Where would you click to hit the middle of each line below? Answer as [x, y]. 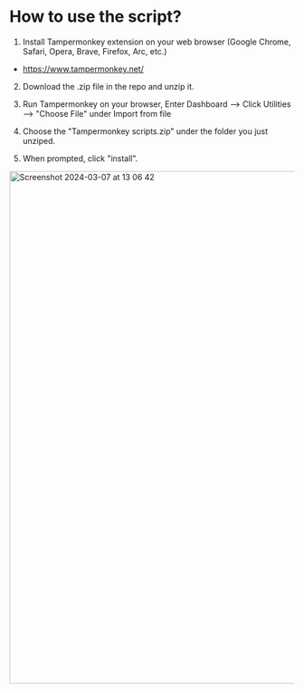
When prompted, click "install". [80, 158]
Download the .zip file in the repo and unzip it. [108, 86]
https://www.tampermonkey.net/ [83, 69]
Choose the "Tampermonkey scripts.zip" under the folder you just [145, 131]
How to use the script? [96, 17]
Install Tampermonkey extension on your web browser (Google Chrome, [157, 42]
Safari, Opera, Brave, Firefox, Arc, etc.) [95, 51]
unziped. [39, 140]
